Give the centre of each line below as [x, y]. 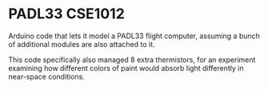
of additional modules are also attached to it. [82, 44]
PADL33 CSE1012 [67, 14]
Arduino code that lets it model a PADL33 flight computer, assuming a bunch [134, 36]
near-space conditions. [47, 76]
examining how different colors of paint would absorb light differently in [126, 68]
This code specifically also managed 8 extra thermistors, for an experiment [132, 60]
